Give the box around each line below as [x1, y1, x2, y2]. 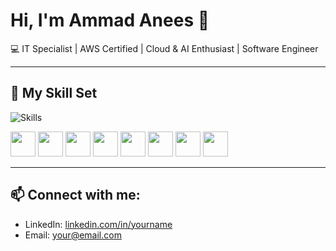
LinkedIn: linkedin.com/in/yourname [24, 218, 173, 230]
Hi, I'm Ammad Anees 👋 [10, 9, 210, 32]
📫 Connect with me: [10, 187, 141, 204]
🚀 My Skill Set [10, 85, 98, 102]
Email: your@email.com [24, 229, 122, 241]
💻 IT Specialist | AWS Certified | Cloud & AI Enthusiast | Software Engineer [10, 42, 319, 54]
